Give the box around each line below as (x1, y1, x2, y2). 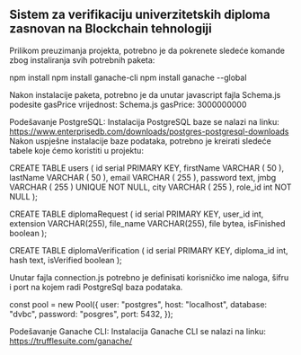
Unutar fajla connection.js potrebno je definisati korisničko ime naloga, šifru (9, 271, 289, 282)
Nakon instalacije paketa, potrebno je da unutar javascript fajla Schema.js (9, 89, 281, 100)
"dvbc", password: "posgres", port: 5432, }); (9, 308, 173, 319)
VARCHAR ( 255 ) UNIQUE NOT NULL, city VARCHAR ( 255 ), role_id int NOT (9, 182, 292, 192)
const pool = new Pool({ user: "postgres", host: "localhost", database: (9, 298, 268, 309)
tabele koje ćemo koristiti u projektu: (9, 145, 144, 155)
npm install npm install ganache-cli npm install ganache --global (9, 72, 247, 83)
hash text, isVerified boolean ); (9, 254, 123, 265)
